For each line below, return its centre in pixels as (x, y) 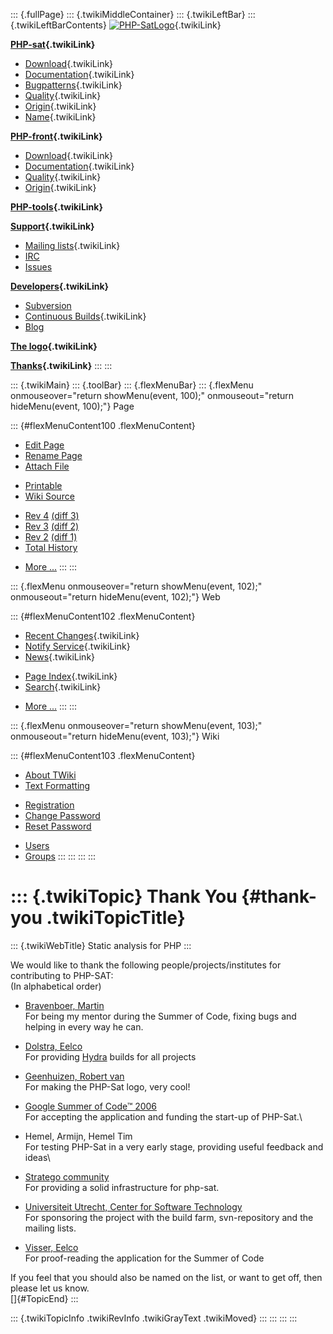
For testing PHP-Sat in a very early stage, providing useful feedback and (174, 1146)
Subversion (48, 305)
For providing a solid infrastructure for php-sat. (122, 1187)
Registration (49, 805)
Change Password (62, 815)
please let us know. (50, 1288)
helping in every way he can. (84, 1026)
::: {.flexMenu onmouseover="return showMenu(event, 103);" (136, 725)
